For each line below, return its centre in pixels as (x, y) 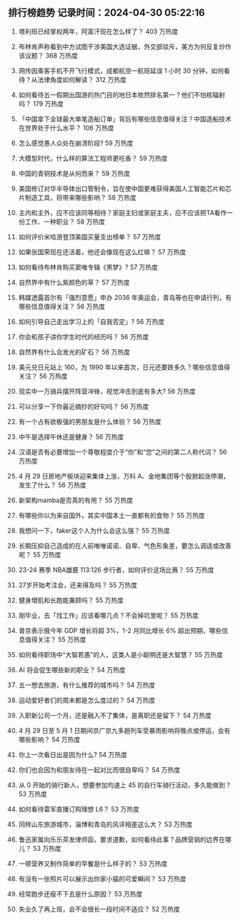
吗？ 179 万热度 (41, 104)
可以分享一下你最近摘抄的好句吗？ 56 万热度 (84, 406)
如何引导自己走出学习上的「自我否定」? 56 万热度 (91, 321)
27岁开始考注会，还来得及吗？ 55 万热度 (78, 585)
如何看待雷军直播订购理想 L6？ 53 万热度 (79, 809)
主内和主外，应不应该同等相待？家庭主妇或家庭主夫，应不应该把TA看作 (122, 212)
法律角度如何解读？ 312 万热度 (82, 79)
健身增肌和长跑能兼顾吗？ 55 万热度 (71, 600)
